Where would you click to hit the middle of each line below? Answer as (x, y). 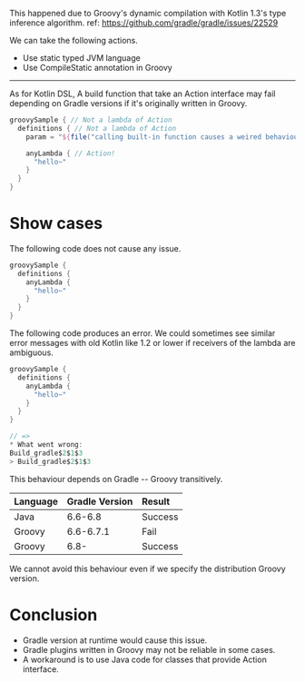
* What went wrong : (46, 445)
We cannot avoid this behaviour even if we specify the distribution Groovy (148, 568)
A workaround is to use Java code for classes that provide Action (145, 659)
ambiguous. (32, 352)
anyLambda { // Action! (71, 153)
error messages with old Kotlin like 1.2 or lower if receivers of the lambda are (152, 343)
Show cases (56, 224)
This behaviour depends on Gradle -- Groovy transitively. (116, 479)
